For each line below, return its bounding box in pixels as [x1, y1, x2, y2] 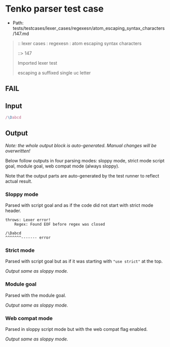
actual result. [5, 178, 32, 184]
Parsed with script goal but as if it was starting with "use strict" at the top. [5, 258, 163, 265]
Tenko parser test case [5, 3, 104, 15]
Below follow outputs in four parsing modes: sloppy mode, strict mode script [5, 157, 165, 163]
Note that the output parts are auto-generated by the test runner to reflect [5, 172, 159, 179]
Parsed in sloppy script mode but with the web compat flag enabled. [5, 326, 148, 332]
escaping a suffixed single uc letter [17, 69, 91, 76]
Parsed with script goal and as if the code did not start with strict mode [5, 202, 153, 208]
